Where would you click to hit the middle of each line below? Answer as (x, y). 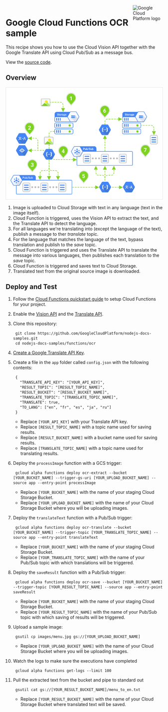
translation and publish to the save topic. (55, 245)
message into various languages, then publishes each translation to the (86, 255)
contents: (23, 367)
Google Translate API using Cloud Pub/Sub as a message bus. (70, 52)
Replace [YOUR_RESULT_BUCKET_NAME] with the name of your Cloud (87, 699)
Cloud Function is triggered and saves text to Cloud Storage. (75, 266)
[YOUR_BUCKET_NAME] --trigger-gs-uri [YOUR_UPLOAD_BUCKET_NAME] (81, 478)
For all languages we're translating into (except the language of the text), (87, 229)
